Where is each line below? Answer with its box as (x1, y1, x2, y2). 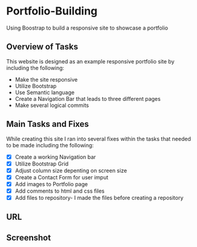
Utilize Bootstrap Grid (15, 160, 69, 167)
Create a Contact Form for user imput (15, 173, 109, 181)
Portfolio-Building (6, 4, 98, 18)
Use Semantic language (15, 89, 75, 96)
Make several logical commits (15, 101, 89, 109)
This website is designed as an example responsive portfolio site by (6, 57, 175, 65)
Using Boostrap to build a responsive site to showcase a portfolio (6, 24, 169, 31)
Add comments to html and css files (15, 187, 105, 194)
